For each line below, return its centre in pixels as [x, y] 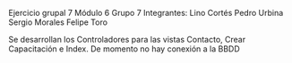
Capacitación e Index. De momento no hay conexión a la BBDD [125, 49]
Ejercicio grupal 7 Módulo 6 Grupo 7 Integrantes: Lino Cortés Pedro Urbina [146, 13]
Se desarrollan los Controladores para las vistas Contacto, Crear [127, 39]
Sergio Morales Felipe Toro [58, 22]
